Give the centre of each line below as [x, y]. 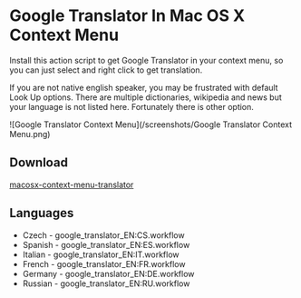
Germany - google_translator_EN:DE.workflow [108, 273]
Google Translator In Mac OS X [127, 16]
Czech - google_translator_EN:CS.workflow [103, 235]
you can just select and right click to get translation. [106, 70]
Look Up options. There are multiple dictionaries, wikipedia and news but [146, 97]
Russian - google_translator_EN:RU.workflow [106, 283]
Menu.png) [30, 134]
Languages [42, 213]
